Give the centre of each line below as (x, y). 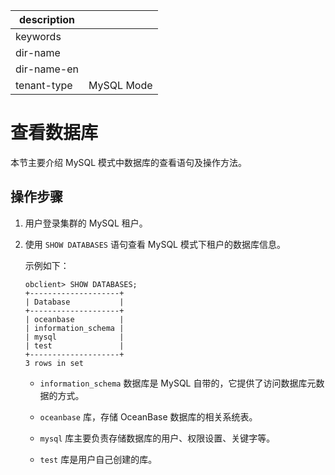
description (47, 19)
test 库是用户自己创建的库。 (98, 459)
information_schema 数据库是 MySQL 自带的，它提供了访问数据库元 (178, 383)
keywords (38, 36)
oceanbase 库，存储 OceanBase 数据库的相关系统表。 (148, 416)
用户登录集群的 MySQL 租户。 (86, 223)
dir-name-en (47, 69)
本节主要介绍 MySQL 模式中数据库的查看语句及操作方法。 (129, 162)
